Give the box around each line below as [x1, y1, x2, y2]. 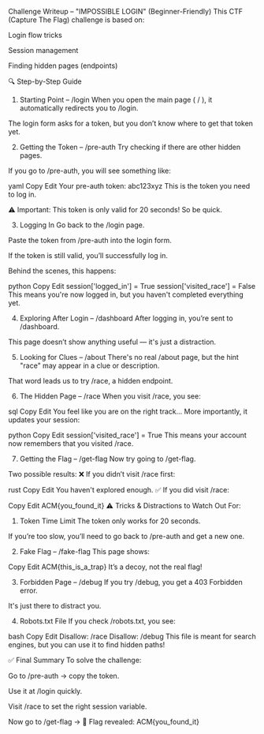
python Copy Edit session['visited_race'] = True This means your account [8, 430, 247, 440]
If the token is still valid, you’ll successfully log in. [8, 251, 168, 260]
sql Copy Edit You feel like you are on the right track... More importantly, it [8, 406, 248, 416]
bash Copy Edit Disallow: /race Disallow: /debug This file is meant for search [8, 631, 256, 641]
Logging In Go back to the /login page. [19, 220, 145, 230]
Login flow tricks [8, 31, 63, 39]
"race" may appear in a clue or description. [19, 361, 160, 370]
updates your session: [8, 415, 80, 425]
